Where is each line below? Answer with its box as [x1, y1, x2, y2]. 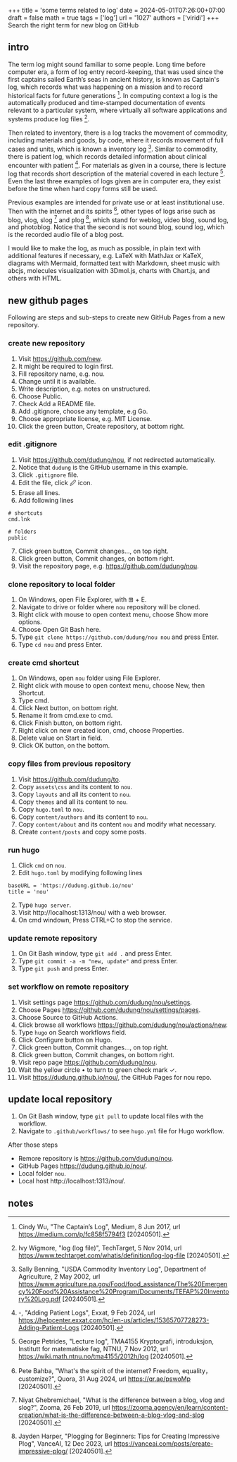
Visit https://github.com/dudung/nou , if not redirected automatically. [18, 455, 217, 464]
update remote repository [8, 933, 98, 943]
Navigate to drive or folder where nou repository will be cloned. [18, 603, 200, 611]
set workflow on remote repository [8, 982, 129, 992]
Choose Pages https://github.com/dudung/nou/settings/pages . [18, 1005, 201, 1014]
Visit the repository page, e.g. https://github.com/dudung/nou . [18, 561, 199, 570]
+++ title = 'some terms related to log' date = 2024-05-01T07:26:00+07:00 [8, 6, 226, 14]
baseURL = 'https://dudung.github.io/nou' [8, 882, 134, 889]
